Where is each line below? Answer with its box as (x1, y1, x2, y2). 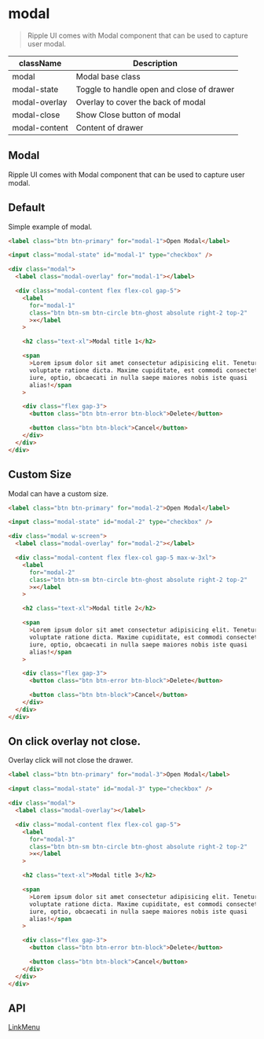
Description (132, 57, 178, 68)
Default (8, 201, 46, 215)
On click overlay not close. (8, 735, 141, 748)
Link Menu (8, 1022, 41, 1032)
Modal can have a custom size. (8, 488, 108, 498)
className (18, 57, 62, 68)
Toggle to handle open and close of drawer (75, 83, 235, 94)
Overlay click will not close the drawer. (8, 756, 134, 765)
